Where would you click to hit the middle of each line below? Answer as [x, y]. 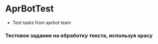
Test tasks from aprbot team [42, 22]
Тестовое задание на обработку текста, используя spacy [79, 35]
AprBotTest [30, 9]
